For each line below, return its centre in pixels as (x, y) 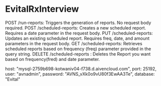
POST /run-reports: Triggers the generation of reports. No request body (78, 23)
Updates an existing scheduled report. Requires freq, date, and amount (77, 38)
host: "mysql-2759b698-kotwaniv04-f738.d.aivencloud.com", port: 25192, (81, 69)
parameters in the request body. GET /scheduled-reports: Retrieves (74, 43)
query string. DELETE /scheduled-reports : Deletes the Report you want (78, 54)
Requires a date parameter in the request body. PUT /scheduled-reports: (79, 33)
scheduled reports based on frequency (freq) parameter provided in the (78, 49)
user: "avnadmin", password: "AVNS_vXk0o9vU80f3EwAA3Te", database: (80, 74)
